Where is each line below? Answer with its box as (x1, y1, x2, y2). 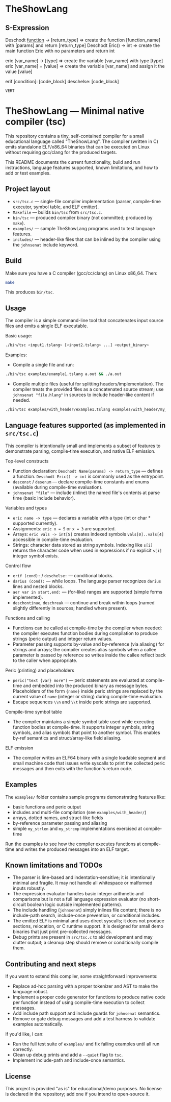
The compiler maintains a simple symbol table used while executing (12, 718, 155, 725)
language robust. (12, 989, 49, 995)
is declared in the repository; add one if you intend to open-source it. (5, 1091, 150, 1097)
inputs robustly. (12, 885, 46, 891)
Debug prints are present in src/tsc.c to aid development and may (12, 934, 153, 940)
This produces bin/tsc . (5, 289, 54, 295)
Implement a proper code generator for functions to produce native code (12, 994, 166, 1000)
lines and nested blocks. (12, 583, 64, 590)
